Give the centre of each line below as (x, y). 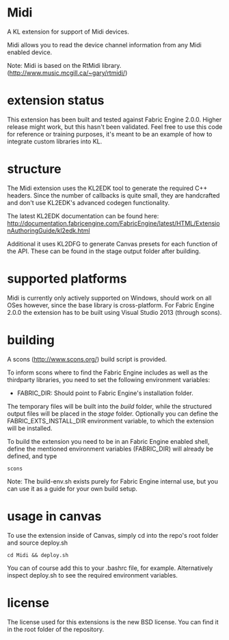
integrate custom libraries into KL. (55, 141)
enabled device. (30, 52)
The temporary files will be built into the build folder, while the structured (109, 406)
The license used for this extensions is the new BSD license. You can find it (113, 621)
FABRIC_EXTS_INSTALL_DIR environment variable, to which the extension (110, 420)
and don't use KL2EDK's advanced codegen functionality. (89, 202)
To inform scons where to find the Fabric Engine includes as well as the (108, 372)
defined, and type (32, 456)
